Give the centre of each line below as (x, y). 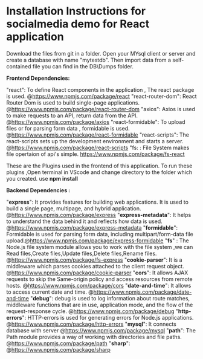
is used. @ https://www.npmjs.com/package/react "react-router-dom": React (101, 96)
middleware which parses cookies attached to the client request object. (95, 266)
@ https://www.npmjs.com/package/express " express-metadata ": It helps (99, 215)
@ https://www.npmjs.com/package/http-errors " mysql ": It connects (91, 324)
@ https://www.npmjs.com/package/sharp (58, 349)
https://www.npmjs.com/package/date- (143, 292)
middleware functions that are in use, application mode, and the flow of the (100, 305)
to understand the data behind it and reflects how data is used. (85, 221)
